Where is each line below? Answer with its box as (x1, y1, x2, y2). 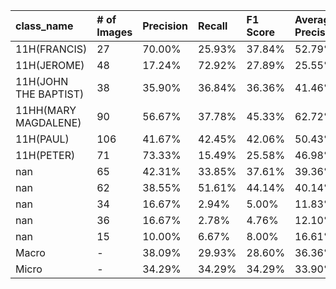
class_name (15, 19, 74, 33)
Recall (198, 19, 228, 33)
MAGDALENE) (15, 116, 82, 129)
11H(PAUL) (15, 132, 70, 146)
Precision (142, 19, 189, 33)
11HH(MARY (15, 104, 77, 117)
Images (96, 25, 133, 39)
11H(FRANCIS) (15, 42, 88, 56)
